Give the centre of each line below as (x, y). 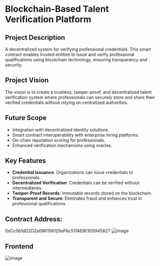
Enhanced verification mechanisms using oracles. (62, 145)
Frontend (19, 246)
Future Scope (26, 118)
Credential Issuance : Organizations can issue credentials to (72, 172)
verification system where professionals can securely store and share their (80, 97)
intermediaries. (27, 188)
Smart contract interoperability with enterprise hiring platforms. (76, 135)
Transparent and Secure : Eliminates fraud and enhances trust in (77, 198)
